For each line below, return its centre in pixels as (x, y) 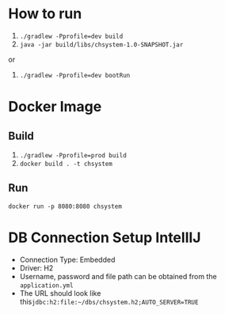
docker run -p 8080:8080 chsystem (65, 206)
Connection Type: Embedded (67, 259)
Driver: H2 (36, 268)
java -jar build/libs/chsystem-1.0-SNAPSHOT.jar (101, 44)
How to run (45, 14)
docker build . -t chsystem (66, 164)
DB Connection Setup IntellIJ (105, 237)
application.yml (46, 286)
